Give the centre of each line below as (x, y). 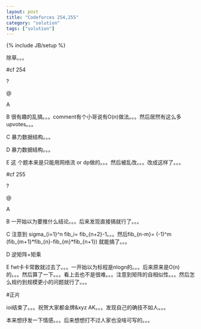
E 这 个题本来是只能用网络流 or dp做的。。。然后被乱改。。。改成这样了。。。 (95, 163)
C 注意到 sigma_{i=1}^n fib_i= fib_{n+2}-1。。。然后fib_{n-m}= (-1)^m (89, 234)
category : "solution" (33, 23)
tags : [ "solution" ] (31, 28)
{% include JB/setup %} (36, 45)
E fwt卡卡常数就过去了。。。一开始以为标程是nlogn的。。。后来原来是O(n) (93, 267)
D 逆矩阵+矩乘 (24, 254)
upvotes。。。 (22, 124)
